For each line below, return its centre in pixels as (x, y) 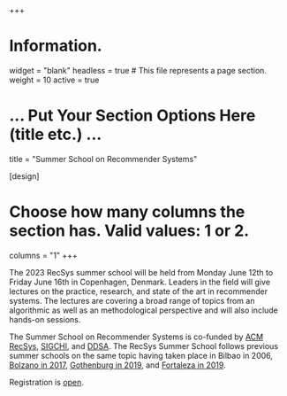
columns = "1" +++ (43, 255)
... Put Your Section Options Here (132, 116)
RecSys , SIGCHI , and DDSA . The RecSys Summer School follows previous (144, 346)
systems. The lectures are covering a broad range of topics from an (132, 300)
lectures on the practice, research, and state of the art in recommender (138, 291)
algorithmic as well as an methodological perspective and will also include (143, 310)
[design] (24, 176)
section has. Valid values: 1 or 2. (129, 231)
